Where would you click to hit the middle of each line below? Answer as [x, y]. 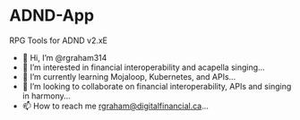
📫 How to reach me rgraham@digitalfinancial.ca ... [115, 106]
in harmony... [47, 96]
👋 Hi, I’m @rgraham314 [64, 57]
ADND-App [52, 16]
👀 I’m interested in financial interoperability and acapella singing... [144, 67]
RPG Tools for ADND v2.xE [59, 40]
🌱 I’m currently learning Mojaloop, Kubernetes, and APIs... [129, 76]
